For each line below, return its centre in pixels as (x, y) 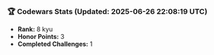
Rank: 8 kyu (35, 29)
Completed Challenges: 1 (55, 44)
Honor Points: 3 (41, 37)
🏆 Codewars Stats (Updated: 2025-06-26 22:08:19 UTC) (107, 11)
